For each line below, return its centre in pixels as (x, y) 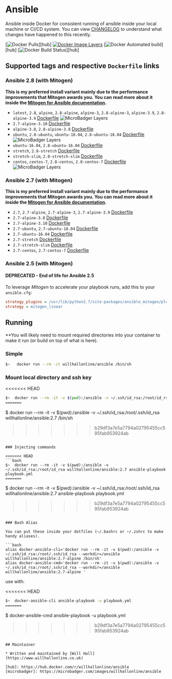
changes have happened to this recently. (48, 34)
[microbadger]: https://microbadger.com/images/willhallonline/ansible (83, 671)
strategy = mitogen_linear (34, 306)
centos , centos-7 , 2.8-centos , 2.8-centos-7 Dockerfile (69, 161)
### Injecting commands (31, 447)
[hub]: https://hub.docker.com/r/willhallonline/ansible (67, 667)
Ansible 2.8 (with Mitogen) (39, 80)
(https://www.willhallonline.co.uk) (44, 658)
